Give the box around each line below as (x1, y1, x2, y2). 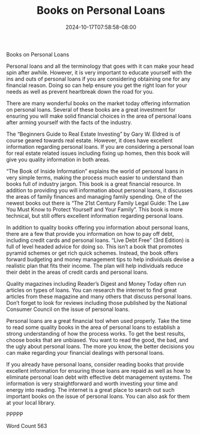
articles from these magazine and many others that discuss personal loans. (6, 292, 192, 300)
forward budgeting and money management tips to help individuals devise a (6, 256, 195, 263)
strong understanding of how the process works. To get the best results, (6, 330, 186, 337)
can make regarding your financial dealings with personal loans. (6, 349, 165, 356)
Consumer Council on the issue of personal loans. (6, 306, 130, 313)
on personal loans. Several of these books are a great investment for (6, 106, 176, 113)
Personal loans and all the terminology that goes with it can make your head (6, 62, 194, 70)
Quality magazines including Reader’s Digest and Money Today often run (6, 280, 186, 287)
